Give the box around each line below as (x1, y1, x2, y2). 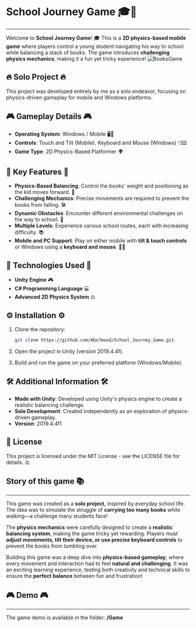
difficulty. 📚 (14, 229, 44, 236)
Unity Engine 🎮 (14, 276, 54, 283)
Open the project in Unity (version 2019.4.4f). (14, 348, 124, 355)
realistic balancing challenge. (14, 401, 85, 408)
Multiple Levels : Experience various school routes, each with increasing (14, 222, 188, 229)
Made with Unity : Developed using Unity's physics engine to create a (14, 395, 182, 402)
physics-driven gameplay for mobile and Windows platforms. (6, 93, 153, 101)
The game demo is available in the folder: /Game (6, 614, 124, 621)
